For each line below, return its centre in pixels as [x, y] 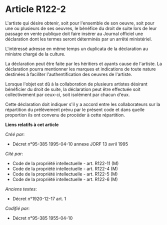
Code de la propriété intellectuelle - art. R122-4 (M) [65, 168]
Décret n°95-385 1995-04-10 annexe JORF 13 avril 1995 [70, 144]
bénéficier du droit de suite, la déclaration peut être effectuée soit [73, 89]
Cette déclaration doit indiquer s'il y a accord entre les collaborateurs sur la [83, 104]
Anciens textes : [21, 189]
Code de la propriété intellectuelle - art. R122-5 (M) [65, 174]
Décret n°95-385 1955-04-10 [42, 218]
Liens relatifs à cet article [32, 124]
